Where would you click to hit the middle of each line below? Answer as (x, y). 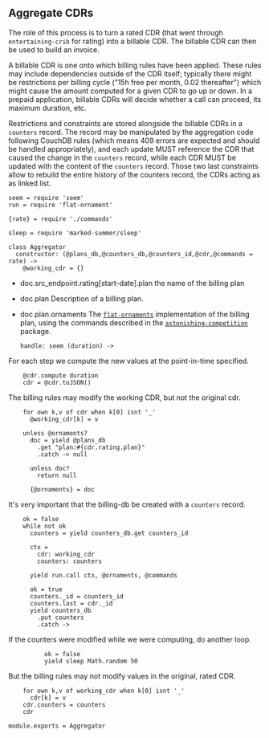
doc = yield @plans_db (67, 440)
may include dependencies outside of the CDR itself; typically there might (130, 73)
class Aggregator (37, 247)
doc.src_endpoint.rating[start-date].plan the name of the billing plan (132, 283)
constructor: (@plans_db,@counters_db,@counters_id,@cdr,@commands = (134, 254)
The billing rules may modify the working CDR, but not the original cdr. (124, 398)
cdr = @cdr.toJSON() (57, 382)
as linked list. (30, 183)
